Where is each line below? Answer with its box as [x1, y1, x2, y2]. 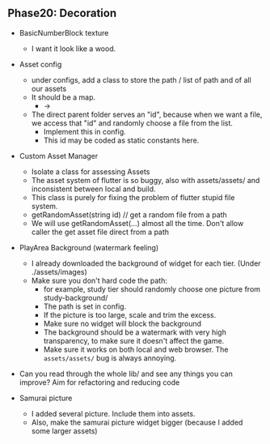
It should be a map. [31, 92, 96, 102]
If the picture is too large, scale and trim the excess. [43, 310, 217, 319]
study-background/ [43, 292, 108, 302]
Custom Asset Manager [19, 151, 99, 160]
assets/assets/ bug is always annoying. [43, 352, 177, 363]
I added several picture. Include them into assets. [31, 408, 196, 418]
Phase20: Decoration [7, 6, 117, 20]
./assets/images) [31, 267, 88, 276]
